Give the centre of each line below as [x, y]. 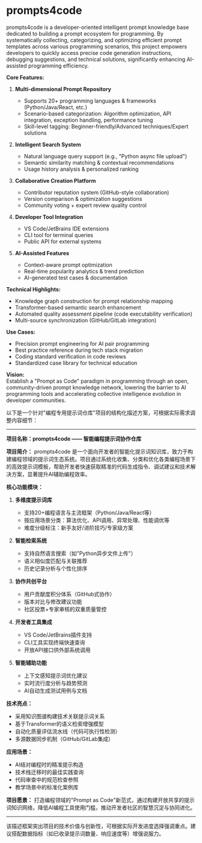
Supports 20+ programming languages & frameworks [90, 101]
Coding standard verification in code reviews [70, 356]
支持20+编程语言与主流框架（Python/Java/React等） [89, 512]
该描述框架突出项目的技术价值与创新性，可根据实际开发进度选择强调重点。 [98, 826]
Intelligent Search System [48, 144]
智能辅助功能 [31, 663]
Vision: [15, 374]
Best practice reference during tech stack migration [79, 350]
